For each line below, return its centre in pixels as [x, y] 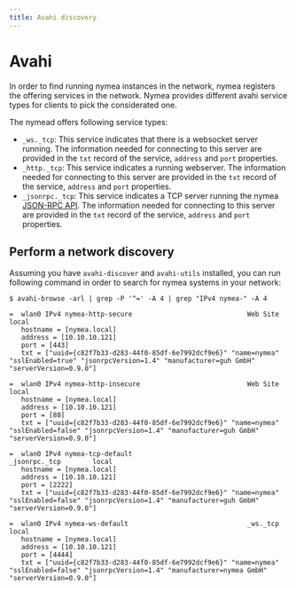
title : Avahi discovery [53, 17]
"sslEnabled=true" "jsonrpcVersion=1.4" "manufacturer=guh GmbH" [132, 361]
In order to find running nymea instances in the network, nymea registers [143, 86]
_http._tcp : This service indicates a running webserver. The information [154, 167]
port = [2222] [47, 485]
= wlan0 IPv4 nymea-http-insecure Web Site [144, 384]
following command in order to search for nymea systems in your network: [145, 283]
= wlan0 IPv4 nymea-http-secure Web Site [144, 315]
